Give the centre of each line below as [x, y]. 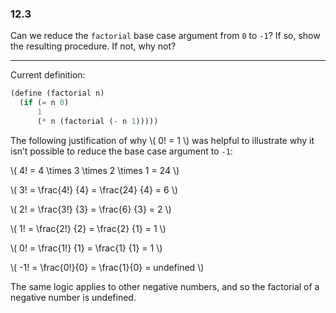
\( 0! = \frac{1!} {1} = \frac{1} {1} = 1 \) [86, 248]
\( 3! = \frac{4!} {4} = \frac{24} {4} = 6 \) [94, 189]
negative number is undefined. [73, 297]
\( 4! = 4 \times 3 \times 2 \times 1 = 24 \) [95, 170]
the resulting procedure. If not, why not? [93, 46]
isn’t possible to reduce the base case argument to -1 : [121, 151]
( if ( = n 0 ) [44, 103]
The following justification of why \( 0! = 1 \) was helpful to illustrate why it [162, 140]
